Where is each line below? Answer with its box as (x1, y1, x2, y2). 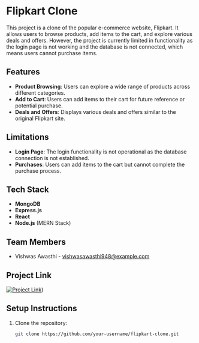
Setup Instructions (6, 303, 77, 314)
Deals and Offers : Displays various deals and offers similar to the (14, 108, 176, 115)
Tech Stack (6, 184, 49, 194)
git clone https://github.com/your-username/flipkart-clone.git (14, 331, 179, 337)
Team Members (6, 237, 66, 247)
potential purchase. (14, 102, 63, 109)
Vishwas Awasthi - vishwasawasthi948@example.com (14, 253, 150, 260)
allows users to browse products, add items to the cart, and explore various (6, 30, 193, 37)
